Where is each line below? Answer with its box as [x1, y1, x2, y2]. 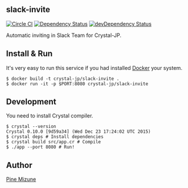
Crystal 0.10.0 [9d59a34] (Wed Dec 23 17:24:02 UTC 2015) [6, 129, 151, 135]
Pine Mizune [6, 176, 36, 183]
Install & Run [6, 49, 53, 59]
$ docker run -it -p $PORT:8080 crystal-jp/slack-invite [6, 80, 149, 87]
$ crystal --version [6, 123, 57, 130]
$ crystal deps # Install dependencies [6, 134, 104, 140]
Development [6, 97, 57, 107]
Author [6, 160, 32, 170]
